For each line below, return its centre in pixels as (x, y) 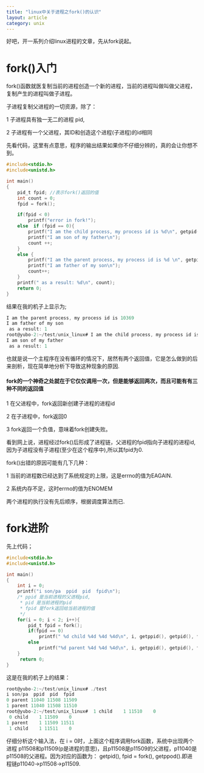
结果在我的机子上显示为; (36, 306)
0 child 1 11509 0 (40, 717)
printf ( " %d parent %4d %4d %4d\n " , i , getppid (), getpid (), (116, 648)
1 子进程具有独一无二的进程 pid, (46, 120)
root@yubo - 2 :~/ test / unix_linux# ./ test (57, 689)
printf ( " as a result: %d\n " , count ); (66, 283)
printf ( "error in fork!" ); (62, 220)
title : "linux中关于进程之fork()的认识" (54, 12)
